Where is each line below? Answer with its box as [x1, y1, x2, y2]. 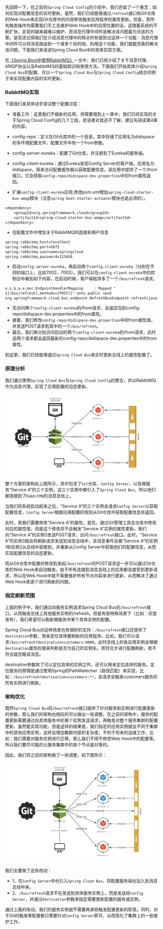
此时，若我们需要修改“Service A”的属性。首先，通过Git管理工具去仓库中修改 [5, 520, 157, 525]
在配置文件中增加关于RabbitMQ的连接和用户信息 [12, 230, 109, 235]
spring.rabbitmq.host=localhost [5, 240, 70, 245]
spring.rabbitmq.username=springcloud [5, 250, 83, 254]
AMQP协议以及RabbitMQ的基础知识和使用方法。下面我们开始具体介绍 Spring [5, 63, 157, 69]
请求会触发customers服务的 [102, 674, 158, 679]
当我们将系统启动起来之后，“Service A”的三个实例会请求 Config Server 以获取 [5, 503, 158, 509]
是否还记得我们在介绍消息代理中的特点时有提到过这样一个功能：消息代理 [13, 35, 158, 40]
